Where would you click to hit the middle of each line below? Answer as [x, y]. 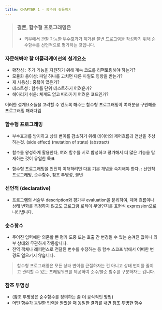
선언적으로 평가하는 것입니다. [68, 45]
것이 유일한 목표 [40, 158]
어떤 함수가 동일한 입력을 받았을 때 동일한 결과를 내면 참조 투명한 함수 [77, 303]
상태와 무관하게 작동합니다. [43, 243]
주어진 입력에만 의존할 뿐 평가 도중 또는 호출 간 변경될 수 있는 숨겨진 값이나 [82, 237]
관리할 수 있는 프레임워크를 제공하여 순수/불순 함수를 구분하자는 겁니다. [89, 272]
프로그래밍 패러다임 [23, 111]
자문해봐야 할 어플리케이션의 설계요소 [45, 59]
